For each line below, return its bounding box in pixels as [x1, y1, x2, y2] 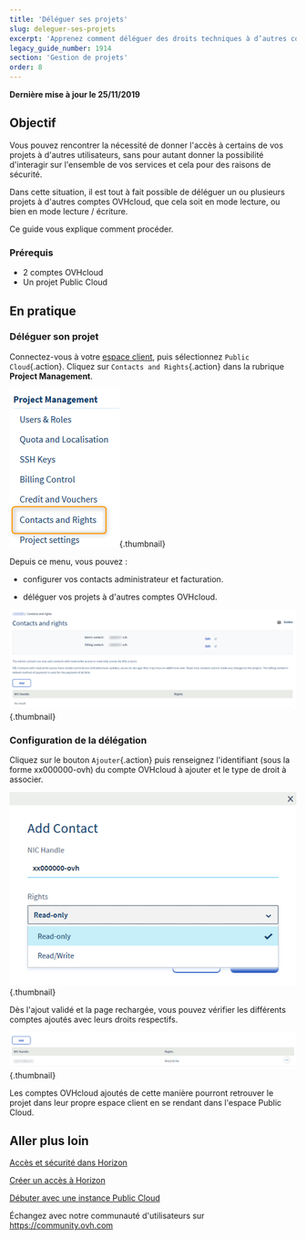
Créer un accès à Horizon [9, 1175, 107, 1186]
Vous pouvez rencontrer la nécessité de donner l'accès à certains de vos [9, 140, 284, 151]
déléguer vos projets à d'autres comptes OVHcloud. [22, 591, 218, 602]
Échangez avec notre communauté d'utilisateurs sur [9, 1210, 205, 1222]
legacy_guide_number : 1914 [9, 44, 112, 53]
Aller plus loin [9, 1132, 89, 1149]
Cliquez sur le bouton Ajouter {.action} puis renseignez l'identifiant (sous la [9, 755, 291, 766]
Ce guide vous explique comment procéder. [9, 224, 174, 234]
